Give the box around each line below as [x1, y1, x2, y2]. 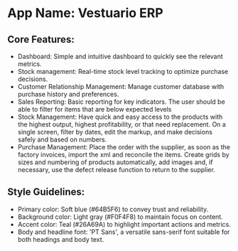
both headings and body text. [17, 235, 104, 243]
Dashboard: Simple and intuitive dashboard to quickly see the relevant [17, 52, 224, 60]
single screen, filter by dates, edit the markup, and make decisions [17, 128, 213, 136]
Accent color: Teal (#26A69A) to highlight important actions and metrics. [17, 220, 231, 228]
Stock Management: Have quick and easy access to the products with [17, 112, 223, 121]
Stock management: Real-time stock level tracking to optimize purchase [17, 68, 229, 75]
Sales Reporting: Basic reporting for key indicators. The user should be [17, 97, 225, 106]
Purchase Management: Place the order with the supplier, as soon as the [17, 143, 231, 151]
